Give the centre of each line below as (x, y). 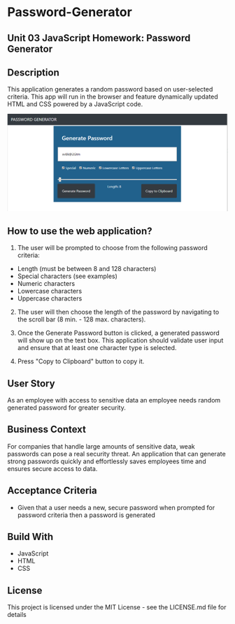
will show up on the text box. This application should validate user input (120, 340)
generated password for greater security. (66, 407)
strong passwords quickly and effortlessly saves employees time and (107, 461)
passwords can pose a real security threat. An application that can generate (116, 454)
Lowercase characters (50, 291)
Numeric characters (46, 284)
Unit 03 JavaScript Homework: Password (99, 38)
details (17, 615)
